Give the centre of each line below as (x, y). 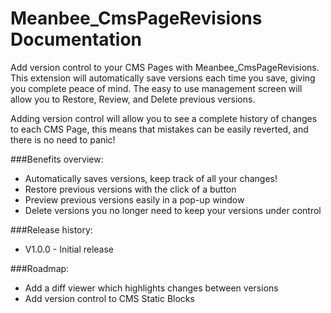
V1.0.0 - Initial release (69, 249)
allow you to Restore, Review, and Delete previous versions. (133, 99)
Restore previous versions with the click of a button (130, 189)
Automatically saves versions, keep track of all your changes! (151, 178)
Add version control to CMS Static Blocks (109, 298)
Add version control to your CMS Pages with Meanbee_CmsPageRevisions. (165, 67)
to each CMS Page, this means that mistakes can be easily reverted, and (159, 129)
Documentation (76, 39)
